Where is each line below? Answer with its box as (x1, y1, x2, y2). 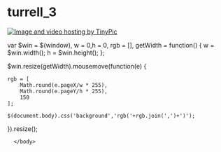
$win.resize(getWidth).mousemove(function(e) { (7, 62, 147, 70)
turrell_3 (7, 4, 57, 20)
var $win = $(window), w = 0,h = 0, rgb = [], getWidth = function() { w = (7, 41, 215, 49)
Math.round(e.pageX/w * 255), (20, 81, 108, 88)
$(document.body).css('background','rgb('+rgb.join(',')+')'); (7, 112, 196, 119)
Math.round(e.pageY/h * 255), (20, 88, 108, 95)
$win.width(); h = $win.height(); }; (7, 48, 105, 57)
